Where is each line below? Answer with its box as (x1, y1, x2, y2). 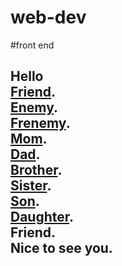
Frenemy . (10, 115, 71, 132)
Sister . (10, 177, 52, 195)
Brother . (10, 162, 63, 179)
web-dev (10, 6, 87, 29)
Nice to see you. (10, 240, 113, 257)
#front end (10, 39, 55, 51)
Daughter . (10, 209, 75, 226)
